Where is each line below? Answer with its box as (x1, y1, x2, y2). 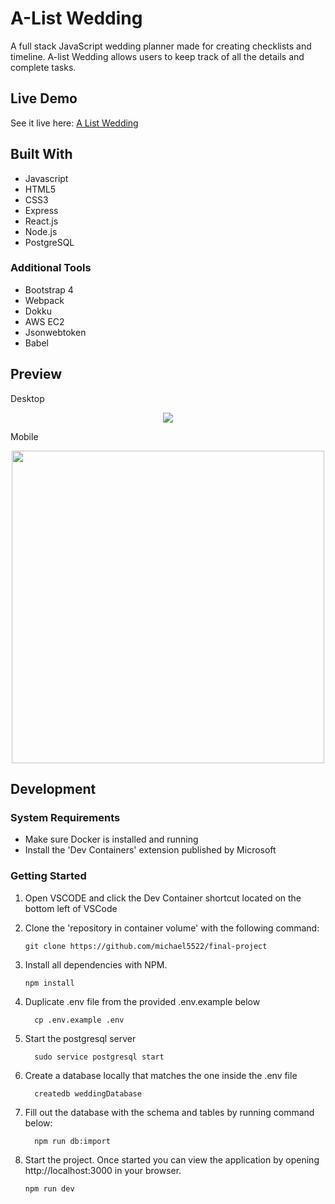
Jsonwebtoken (24, 326, 87, 338)
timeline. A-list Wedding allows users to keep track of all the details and (10, 50, 305, 62)
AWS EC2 (24, 315, 65, 327)
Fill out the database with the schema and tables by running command (24, 1106, 315, 1118)
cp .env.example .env (34, 1015, 125, 1025)
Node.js (24, 225, 58, 237)
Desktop (10, 392, 45, 404)
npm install (24, 978, 75, 988)
